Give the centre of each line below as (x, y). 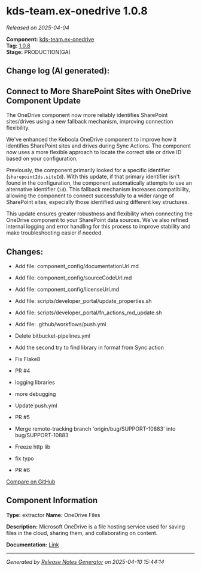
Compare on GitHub (31, 482)
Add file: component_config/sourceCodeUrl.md (73, 278)
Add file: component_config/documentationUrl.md (77, 266)
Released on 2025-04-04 (38, 28)
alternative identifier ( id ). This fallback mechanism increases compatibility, (98, 190)
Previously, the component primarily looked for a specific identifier (88, 170)
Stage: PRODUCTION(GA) (38, 52)
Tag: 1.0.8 (19, 46)
